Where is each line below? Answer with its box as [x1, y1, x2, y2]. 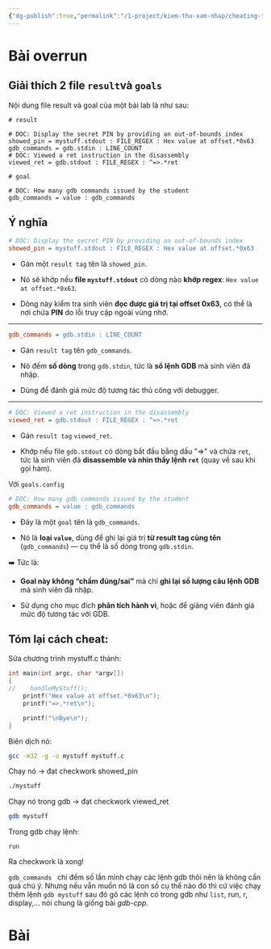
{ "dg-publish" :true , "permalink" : [8, 11, 121, 20]
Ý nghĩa [8, 216, 48, 230]
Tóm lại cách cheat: [8, 632, 109, 646]
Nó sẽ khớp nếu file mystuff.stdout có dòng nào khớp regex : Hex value [19, 275, 260, 285]
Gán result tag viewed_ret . [19, 430, 113, 441]
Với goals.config [8, 479, 65, 489]
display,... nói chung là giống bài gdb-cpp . [8, 898, 149, 908]
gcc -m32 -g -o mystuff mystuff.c [8, 752, 125, 760]
